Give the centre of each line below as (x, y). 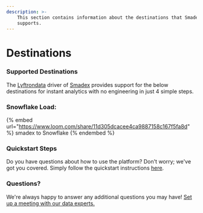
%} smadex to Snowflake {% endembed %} (60, 133)
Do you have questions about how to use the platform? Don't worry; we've (99, 162)
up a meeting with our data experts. (50, 203)
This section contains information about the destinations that (100, 17)
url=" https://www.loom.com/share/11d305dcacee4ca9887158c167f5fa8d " (98, 127)
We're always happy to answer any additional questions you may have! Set (99, 197)
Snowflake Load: (31, 107)
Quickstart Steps (32, 148)
